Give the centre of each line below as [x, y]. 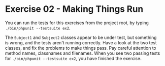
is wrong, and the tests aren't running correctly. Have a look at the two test [81, 42]
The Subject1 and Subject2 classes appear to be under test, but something [81, 37]
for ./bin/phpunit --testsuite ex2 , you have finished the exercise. [73, 58]
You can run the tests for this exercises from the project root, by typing [77, 23]
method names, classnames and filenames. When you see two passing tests [82, 53]
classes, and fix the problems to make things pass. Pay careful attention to [81, 48]
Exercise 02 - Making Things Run [74, 9]
